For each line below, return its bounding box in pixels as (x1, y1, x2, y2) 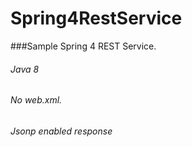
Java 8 (10, 63, 40, 75)
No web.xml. (10, 94, 63, 106)
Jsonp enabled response (10, 125, 113, 137)
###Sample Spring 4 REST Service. (10, 40, 157, 52)
